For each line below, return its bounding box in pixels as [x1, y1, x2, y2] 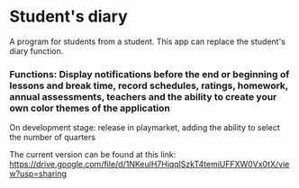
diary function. [9, 45, 64, 56]
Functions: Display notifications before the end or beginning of [9, 67, 290, 80]
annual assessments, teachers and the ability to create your [9, 90, 277, 103]
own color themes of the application [9, 102, 171, 114]
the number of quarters [9, 132, 96, 143]
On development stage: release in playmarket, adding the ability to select [9, 122, 281, 133]
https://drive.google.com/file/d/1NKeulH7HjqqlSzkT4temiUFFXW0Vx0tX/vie [9, 159, 290, 170]
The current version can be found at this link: [9, 149, 177, 160]
